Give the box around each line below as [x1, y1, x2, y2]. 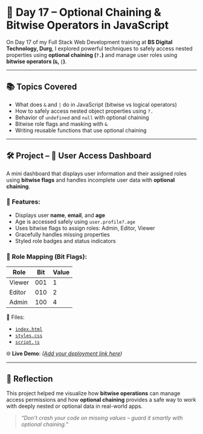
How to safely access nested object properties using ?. [14, 107, 153, 115]
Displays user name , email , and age [14, 212, 106, 219]
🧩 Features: [6, 198, 40, 206]
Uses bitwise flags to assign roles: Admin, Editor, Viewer [14, 224, 155, 232]
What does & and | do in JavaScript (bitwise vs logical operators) [14, 101, 177, 108]
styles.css [14, 333, 43, 339]
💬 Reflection [6, 373, 53, 384]
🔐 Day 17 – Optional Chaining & [6, 5, 161, 19]
